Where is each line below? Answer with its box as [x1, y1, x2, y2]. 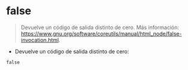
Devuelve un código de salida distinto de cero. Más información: [20, 24, 180, 31]
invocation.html [20, 36, 59, 43]
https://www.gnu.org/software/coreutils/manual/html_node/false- [20, 30, 182, 37]
